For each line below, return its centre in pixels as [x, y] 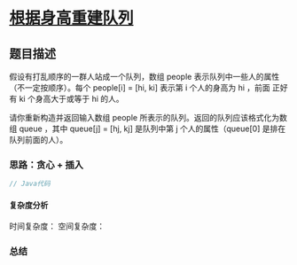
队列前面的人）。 [39, 140]
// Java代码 [30, 184]
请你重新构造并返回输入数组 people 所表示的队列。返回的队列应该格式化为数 [148, 117]
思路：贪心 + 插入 [47, 165]
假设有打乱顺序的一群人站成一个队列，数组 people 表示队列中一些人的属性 [145, 77]
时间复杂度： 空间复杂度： [57, 226]
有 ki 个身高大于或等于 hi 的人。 [66, 99]
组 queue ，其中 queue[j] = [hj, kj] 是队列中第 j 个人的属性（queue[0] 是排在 [148, 129]
